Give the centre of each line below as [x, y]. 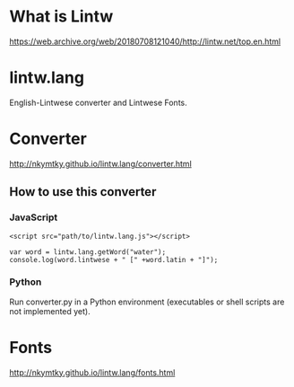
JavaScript [34, 217]
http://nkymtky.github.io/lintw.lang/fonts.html [92, 372]
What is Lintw [61, 17]
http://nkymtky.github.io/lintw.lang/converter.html [101, 163]
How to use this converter [83, 192]
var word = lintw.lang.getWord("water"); [88, 252]
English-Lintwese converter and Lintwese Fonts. [99, 102]
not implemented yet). [50, 311]
